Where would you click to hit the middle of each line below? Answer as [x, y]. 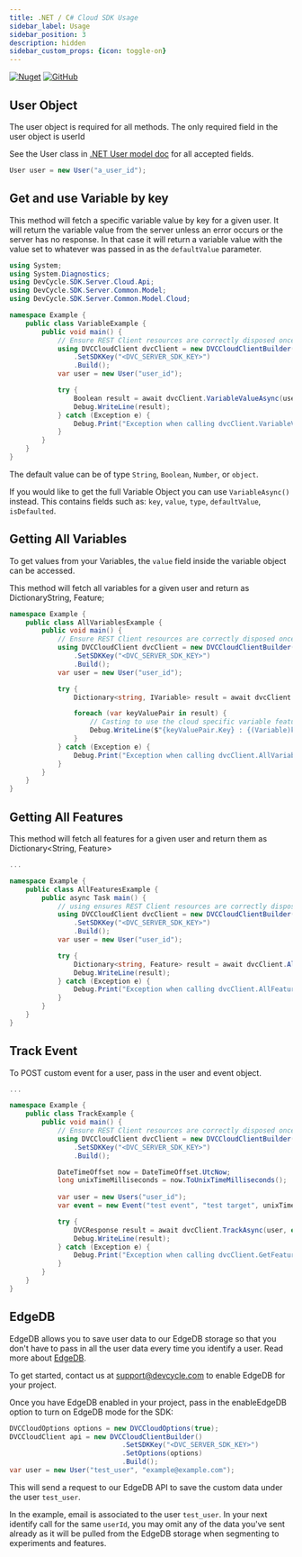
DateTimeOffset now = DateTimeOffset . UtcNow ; [144, 1172]
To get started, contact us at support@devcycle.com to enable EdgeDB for [147, 1375]
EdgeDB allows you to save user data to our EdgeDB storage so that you [143, 1338]
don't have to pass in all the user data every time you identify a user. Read [147, 1348]
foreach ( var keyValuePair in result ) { [150, 714]
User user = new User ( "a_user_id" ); [78, 170]
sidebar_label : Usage [50, 26]
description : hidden [48, 43]
